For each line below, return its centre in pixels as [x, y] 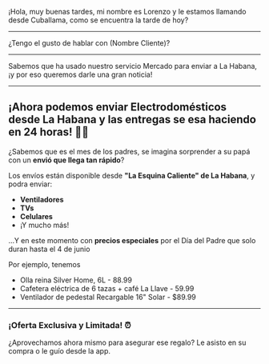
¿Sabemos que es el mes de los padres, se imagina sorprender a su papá [129, 151]
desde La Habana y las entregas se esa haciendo [132, 120]
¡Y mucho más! [44, 225]
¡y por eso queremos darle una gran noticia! [80, 74]
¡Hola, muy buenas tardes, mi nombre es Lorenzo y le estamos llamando [127, 12]
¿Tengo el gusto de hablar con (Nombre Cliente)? [89, 43]
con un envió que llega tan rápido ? [66, 160]
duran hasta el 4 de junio [49, 249]
